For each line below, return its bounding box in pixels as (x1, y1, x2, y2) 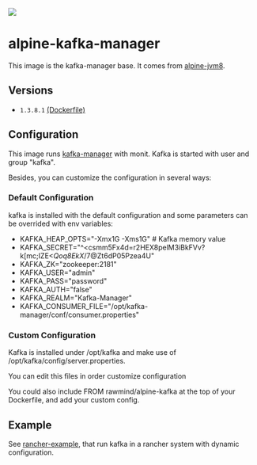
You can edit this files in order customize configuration (8, 372, 187, 381)
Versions (8, 84, 54, 97)
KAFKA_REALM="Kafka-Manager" (19, 293, 133, 303)
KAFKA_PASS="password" (19, 276, 108, 285)
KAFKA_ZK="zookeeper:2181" (19, 259, 117, 269)
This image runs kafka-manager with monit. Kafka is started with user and (8, 149, 250, 158)
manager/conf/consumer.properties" (19, 310, 140, 319)
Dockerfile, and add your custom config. (8, 395, 140, 405)
